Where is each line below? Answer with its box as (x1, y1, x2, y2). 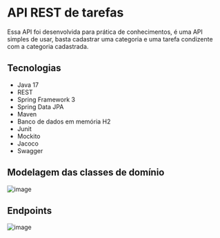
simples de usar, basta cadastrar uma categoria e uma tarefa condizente (7, 34, 213, 43)
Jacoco (17, 139, 39, 148)
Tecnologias (7, 62, 61, 74)
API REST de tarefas (7, 5, 124, 21)
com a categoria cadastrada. (7, 42, 89, 50)
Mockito (17, 132, 41, 140)
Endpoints (7, 205, 52, 217)
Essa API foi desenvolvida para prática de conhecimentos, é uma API (7, 28, 203, 36)
